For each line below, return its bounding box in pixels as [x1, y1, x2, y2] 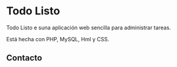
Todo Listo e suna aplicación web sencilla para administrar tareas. [6, 24, 172, 31]
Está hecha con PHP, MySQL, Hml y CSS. [6, 35, 110, 42]
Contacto [6, 53, 42, 63]
